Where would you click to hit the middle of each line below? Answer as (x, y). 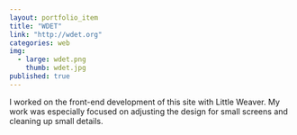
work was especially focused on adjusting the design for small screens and (148, 111)
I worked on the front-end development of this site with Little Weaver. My (145, 102)
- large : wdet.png (52, 59)
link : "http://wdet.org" (56, 34)
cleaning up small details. (56, 121)
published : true (40, 76)
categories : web (40, 43)
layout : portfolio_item (54, 18)
